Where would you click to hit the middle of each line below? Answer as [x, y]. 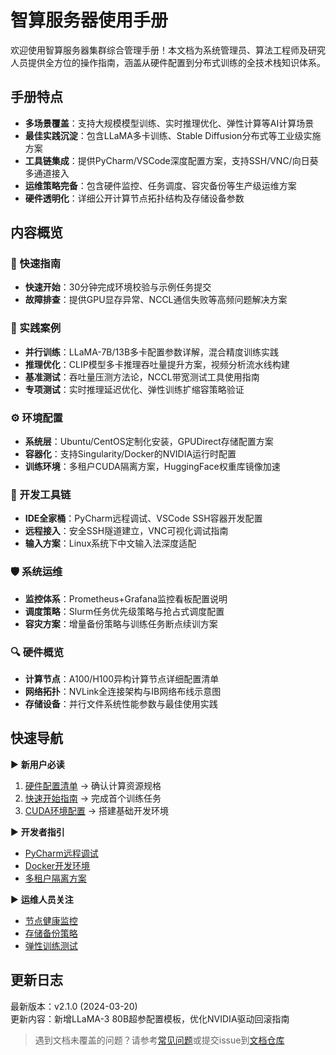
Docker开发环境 [57, 865]
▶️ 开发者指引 [37, 832]
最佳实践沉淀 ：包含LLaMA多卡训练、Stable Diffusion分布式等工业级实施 [173, 135]
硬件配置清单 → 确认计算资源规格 [93, 785]
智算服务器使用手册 [89, 20]
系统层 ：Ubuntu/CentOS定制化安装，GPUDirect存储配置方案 [149, 442]
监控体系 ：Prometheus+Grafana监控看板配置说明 [126, 598]
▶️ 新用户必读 [37, 764]
